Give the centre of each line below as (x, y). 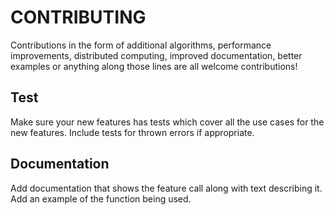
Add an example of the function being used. (101, 198)
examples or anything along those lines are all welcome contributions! (154, 66)
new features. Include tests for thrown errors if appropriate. (132, 132)
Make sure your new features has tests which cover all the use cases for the (167, 122)
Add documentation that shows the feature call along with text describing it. (166, 188)
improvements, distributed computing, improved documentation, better (156, 55)
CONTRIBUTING (78, 17)
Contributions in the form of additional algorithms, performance (141, 45)
